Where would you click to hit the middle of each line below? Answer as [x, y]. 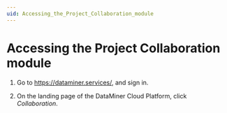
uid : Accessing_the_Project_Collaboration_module [80, 14]
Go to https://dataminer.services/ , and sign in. [82, 82]
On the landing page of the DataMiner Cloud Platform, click [102, 96]
